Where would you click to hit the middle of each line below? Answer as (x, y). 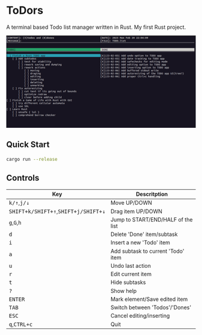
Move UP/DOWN (131, 203)
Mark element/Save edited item (149, 299)
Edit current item (131, 274)
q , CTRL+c (21, 324)
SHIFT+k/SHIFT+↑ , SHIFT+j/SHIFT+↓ (57, 211)
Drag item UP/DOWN (136, 211)
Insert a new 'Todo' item (140, 243)
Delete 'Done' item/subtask (144, 234)
